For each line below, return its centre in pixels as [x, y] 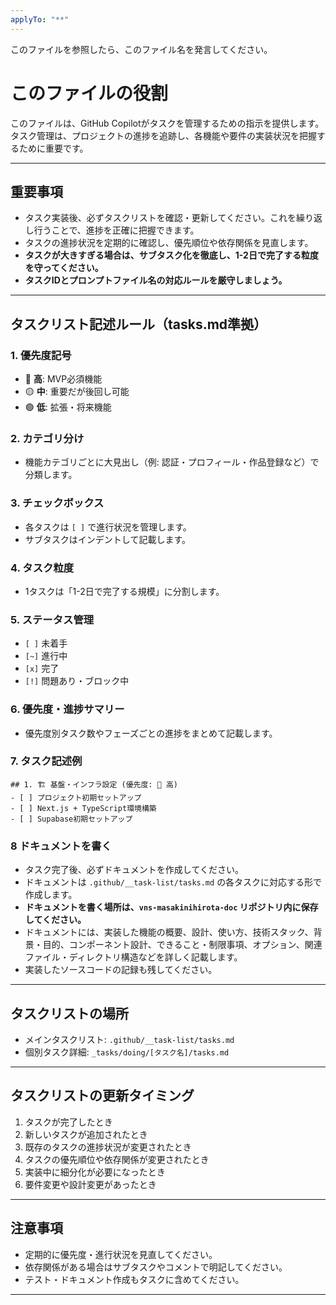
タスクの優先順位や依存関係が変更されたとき [117, 1159]
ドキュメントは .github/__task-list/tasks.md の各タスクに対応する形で [173, 882]
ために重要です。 [53, 148]
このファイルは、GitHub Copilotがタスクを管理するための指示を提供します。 [167, 123]
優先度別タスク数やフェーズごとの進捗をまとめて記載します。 [151, 733]
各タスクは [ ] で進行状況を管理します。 [108, 527]
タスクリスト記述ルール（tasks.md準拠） [139, 324]
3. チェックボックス [57, 503]
